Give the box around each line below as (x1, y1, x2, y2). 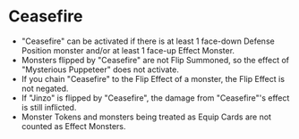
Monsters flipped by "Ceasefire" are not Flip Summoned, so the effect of (21, 54, 290, 65)
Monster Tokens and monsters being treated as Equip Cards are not (21, 111, 272, 122)
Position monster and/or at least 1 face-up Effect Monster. (21, 45, 235, 55)
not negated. (21, 83, 69, 94)
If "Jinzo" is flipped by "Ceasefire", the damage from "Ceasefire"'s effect (21, 92, 290, 103)
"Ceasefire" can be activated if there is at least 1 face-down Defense (21, 36, 275, 46)
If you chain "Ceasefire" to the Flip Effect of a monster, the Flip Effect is (21, 73, 286, 84)
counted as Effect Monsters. (21, 120, 126, 131)
